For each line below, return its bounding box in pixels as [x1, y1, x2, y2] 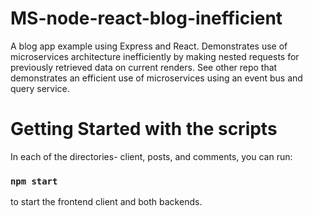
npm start [10, 175, 58, 187]
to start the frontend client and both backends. [10, 196, 203, 208]
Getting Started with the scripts [10, 118, 278, 141]
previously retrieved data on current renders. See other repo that [10, 61, 278, 73]
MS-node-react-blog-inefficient [10, 7, 283, 30]
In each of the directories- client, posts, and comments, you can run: [10, 150, 293, 162]
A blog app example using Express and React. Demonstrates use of [10, 40, 288, 52]
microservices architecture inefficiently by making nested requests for [10, 50, 300, 62]
